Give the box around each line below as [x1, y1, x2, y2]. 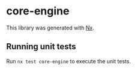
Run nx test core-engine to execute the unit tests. [6, 57, 131, 64]
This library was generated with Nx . [6, 24, 94, 31]
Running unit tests [6, 42, 76, 52]
